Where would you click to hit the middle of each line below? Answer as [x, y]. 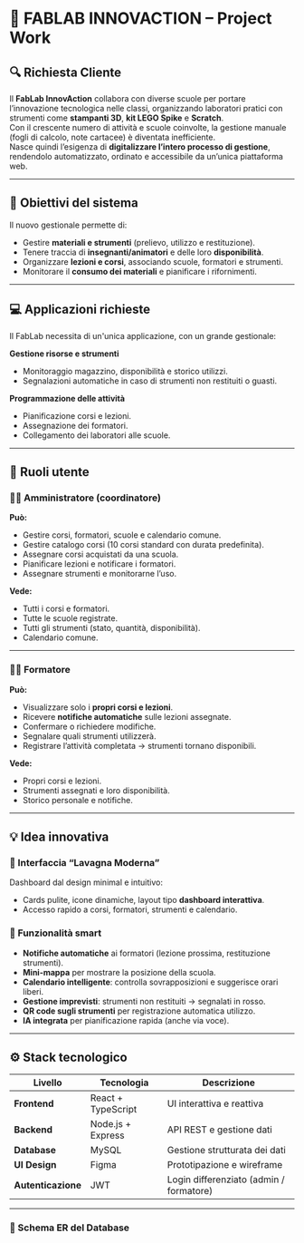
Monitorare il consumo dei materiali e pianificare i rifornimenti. [140, 271]
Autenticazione [47, 1185]
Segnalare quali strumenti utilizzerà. [89, 736]
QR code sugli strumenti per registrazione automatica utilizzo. [139, 1011]
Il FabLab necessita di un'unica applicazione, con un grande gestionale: [143, 335]
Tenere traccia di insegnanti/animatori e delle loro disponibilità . [143, 252]
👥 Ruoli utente [49, 472]
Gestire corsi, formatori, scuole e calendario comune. [122, 535]
